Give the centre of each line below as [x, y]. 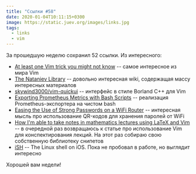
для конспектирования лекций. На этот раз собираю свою [88, 135]
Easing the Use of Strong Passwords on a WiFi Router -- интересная [97, 110]
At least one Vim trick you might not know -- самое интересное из [95, 67]
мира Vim [27, 73]
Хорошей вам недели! [34, 165]
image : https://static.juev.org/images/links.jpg [68, 22]
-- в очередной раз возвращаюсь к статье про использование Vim [98, 128]
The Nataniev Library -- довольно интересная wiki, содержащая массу [102, 79]
